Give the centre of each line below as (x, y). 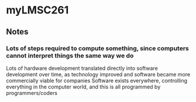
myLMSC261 (37, 10)
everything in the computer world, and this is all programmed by (83, 87)
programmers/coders (32, 93)
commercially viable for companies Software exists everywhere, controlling (97, 80)
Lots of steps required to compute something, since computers (97, 48)
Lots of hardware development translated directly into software (82, 68)
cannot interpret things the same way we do (70, 55)
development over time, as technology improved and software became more (98, 74)
